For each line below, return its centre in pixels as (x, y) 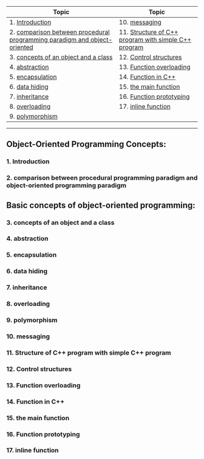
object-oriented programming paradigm (66, 186)
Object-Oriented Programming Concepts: (86, 144)
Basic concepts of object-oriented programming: (101, 205)
